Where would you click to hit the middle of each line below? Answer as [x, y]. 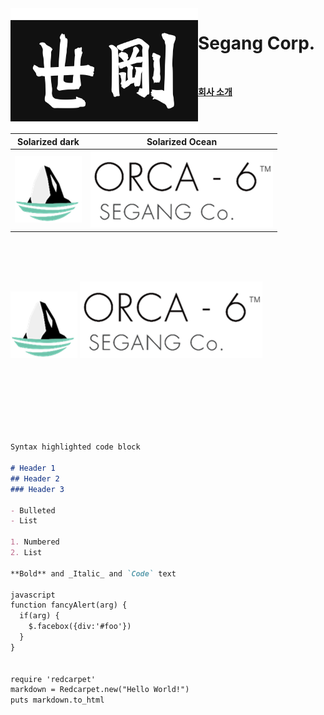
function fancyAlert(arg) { [69, 605]
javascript [33, 595]
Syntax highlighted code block [75, 447]
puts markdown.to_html [57, 700]
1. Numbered [35, 542]
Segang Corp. [257, 43]
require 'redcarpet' [53, 679]
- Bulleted [33, 510]
